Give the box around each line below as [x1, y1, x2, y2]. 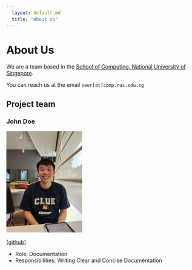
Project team [6, 99, 56, 109]
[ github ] [6, 238, 26, 246]
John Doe [6, 117, 35, 126]
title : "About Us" [12, 16, 59, 22]
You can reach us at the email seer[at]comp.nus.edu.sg [6, 81, 144, 89]
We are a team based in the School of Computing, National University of [6, 63, 186, 70]
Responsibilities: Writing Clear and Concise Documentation [15, 257, 162, 264]
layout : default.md [12, 10, 61, 16]
